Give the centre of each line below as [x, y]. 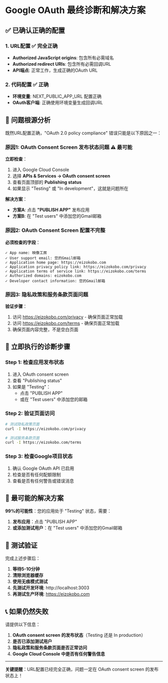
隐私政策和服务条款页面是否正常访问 [50, 648]
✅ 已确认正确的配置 [35, 30]
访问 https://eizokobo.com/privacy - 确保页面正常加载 [68, 317]
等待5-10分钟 [26, 569]
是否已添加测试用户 [32, 641]
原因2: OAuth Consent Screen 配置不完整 [55, 230]
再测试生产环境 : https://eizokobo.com [51, 594]
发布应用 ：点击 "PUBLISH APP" [45, 522]
